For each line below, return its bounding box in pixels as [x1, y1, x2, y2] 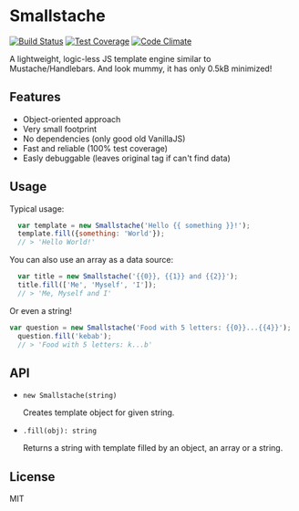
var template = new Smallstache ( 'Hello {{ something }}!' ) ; [17, 221, 251, 230]
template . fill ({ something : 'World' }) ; [17, 229, 166, 238]
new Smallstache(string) [22, 391, 118, 401]
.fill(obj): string [22, 426, 98, 436]
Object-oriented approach [22, 113, 121, 124]
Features [9, 89, 61, 105]
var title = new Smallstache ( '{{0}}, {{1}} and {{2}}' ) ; [17, 272, 239, 281]
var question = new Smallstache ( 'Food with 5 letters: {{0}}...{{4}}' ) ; [9, 323, 292, 332]
